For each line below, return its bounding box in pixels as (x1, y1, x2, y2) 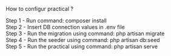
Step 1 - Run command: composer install (5, 17, 107, 24)
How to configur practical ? (5, 5, 74, 12)
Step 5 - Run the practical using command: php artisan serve (5, 43, 158, 50)
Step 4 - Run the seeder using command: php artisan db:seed (5, 37, 160, 43)
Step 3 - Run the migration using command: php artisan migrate (5, 30, 165, 37)
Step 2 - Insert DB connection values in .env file (5, 24, 126, 30)
